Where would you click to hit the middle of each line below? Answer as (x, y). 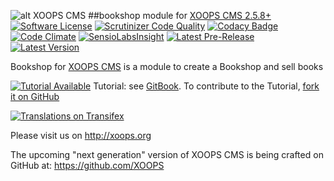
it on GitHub (35, 96)
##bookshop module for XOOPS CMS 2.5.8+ (180, 15)
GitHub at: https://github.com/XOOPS (87, 165)
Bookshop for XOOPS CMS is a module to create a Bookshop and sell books (167, 66)
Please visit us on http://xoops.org (81, 135)
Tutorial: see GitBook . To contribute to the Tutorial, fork (206, 86)
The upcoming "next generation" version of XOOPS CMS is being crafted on (167, 154)
